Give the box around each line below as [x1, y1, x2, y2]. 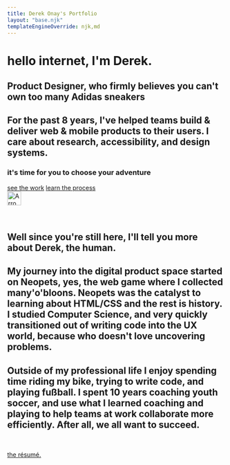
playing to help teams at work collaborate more [7, 408, 214, 419]
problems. [7, 341, 52, 353]
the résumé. [7, 450, 41, 459]
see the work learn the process [7, 183, 96, 192]
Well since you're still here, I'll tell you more [7, 231, 198, 243]
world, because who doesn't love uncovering [7, 330, 206, 343]
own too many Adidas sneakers [7, 91, 145, 102]
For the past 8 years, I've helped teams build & [7, 115, 211, 127]
